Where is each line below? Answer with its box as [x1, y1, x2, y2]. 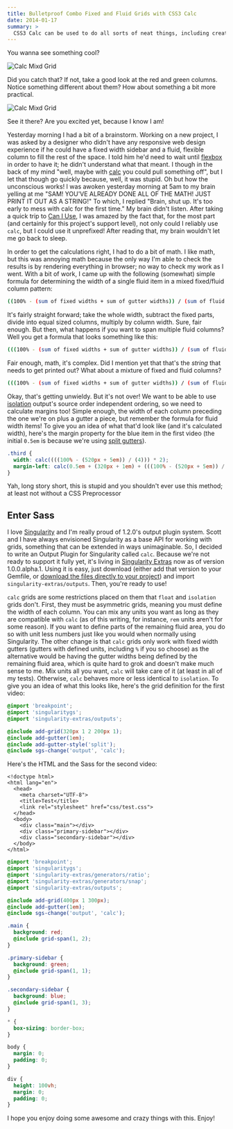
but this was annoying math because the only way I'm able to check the [7, 255, 212, 263]
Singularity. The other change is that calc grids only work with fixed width [7, 637, 218, 646]
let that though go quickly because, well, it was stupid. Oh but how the [7, 175, 208, 184]
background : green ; [13, 961, 70, 968]
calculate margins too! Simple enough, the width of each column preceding [7, 407, 222, 415]
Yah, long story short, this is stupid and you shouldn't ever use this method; [7, 482, 223, 490]
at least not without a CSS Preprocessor [7, 489, 121, 498]
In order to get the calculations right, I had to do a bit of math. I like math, [7, 247, 216, 256]
